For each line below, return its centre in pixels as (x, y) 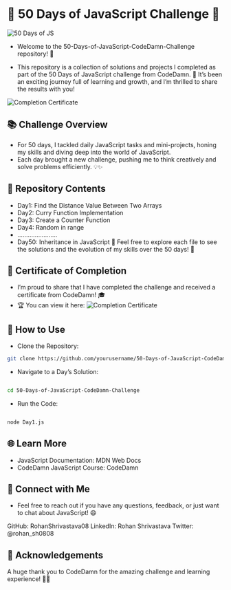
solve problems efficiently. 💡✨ (60, 166)
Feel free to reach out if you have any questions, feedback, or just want (118, 505)
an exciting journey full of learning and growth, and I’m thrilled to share (117, 81)
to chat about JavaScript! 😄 (57, 513)
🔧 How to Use (36, 329)
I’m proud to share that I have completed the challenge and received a (116, 287)
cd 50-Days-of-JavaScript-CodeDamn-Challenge (73, 391)
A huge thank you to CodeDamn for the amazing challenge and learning (109, 572)
